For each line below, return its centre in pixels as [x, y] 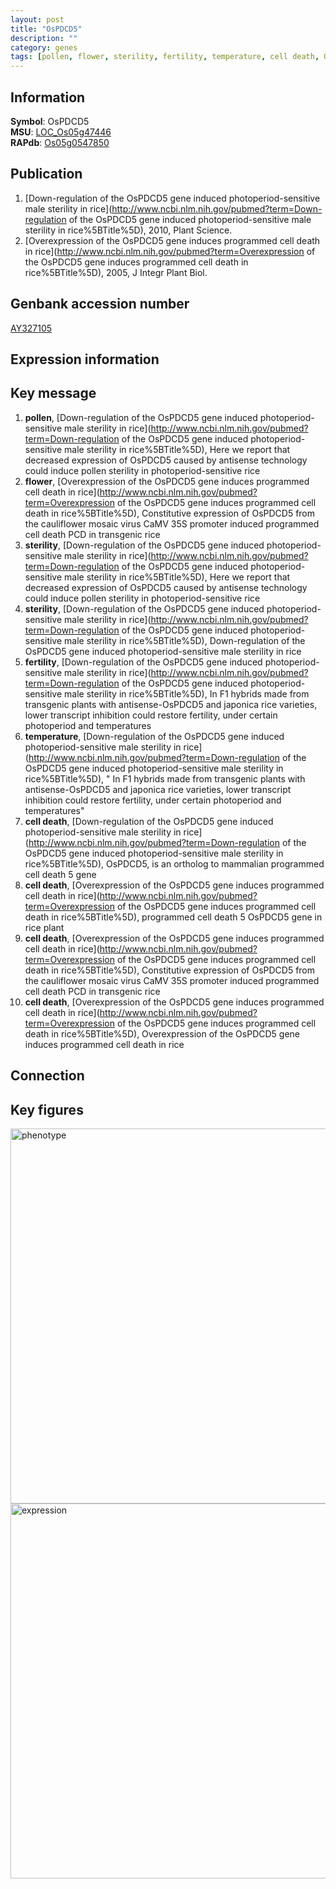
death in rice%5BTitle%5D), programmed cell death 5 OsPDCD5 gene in [173, 917]
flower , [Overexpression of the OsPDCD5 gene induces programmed [167, 481]
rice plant [44, 927]
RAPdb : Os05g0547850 [60, 142]
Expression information [85, 359]
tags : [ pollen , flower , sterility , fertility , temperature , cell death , [165, 57]
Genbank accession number [100, 304]
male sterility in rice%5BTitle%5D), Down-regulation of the [185, 640]
